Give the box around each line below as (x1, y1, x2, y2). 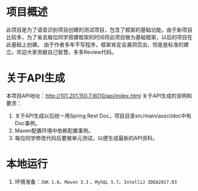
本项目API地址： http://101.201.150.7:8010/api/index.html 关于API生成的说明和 (6, 92, 192, 99)
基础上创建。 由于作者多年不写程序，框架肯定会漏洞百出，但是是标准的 (11, 41, 184, 48)
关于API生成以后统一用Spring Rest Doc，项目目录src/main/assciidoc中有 (14, 112, 192, 119)
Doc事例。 (14, 119, 41, 126)
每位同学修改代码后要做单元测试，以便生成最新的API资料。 (14, 134, 158, 141)
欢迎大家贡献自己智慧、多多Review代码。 (16, 48, 117, 55)
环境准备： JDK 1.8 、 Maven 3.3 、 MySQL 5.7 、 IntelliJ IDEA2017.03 (14, 178, 177, 185)
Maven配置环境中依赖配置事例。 (14, 127, 94, 134)
